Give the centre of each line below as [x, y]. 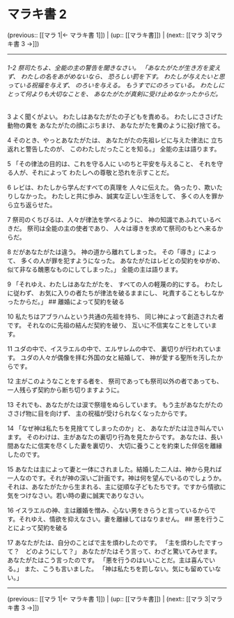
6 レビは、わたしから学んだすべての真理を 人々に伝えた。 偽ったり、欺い [112, 187]
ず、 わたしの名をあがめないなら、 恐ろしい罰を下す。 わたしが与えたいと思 [116, 76]
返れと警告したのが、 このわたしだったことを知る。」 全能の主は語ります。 [114, 149]
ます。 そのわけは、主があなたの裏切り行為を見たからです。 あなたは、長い [115, 437]
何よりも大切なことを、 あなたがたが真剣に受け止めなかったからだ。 [123, 94]
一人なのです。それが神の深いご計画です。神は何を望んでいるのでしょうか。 [116, 478]
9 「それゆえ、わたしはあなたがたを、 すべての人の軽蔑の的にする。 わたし [115, 284]
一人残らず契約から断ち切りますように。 [65, 390]
